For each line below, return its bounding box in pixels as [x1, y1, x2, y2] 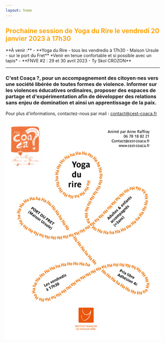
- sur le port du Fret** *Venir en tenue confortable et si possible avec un [5, 53, 152, 58]
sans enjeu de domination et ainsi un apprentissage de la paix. [5, 99, 157, 106]
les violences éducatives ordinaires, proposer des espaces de [5, 87, 156, 94]
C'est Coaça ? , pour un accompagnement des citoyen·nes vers [5, 75, 159, 82]
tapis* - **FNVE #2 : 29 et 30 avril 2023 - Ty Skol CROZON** [5, 58, 132, 64]
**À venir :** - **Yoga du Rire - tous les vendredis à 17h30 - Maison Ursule [5, 47, 159, 54]
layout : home [5, 8, 32, 13]
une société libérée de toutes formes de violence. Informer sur [5, 81, 157, 88]
